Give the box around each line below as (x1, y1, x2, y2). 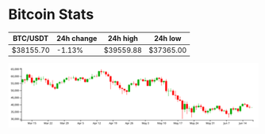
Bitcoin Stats (8, 6, 94, 24)
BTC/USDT (13, 34, 49, 43)
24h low (153, 34, 182, 43)
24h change (56, 34, 98, 43)
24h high (107, 34, 139, 43)
